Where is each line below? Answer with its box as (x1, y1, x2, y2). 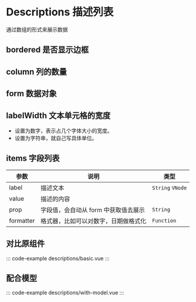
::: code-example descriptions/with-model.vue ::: (6, 289, 124, 296)
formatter (9, 216, 35, 224)
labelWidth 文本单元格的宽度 (6, 110, 111, 121)
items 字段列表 (6, 154, 60, 164)
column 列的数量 (6, 67, 67, 77)
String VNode (152, 184, 187, 191)
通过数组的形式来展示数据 (6, 26, 68, 33)
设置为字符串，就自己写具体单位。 (14, 134, 97, 141)
